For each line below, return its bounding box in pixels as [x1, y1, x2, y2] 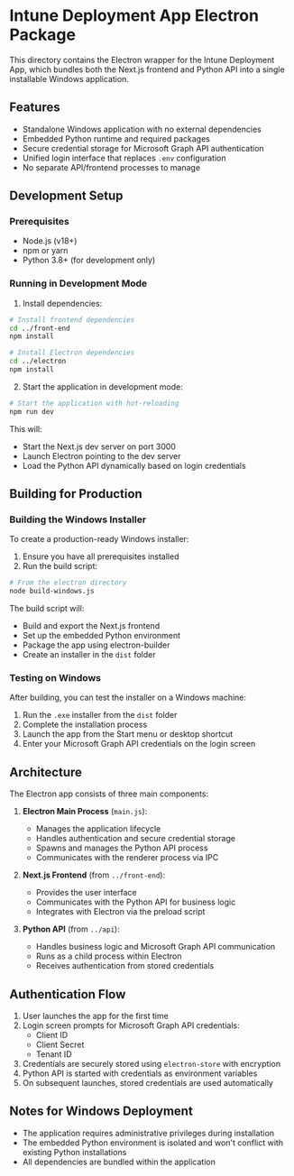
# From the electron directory [9, 578, 127, 587]
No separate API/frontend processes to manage [22, 161, 201, 172]
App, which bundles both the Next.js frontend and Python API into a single [9, 64, 286, 75]
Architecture [9, 764, 83, 780]
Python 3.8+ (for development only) [22, 254, 156, 266]
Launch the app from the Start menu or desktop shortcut [22, 729, 234, 740]
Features [9, 100, 60, 115]
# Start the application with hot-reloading [9, 399, 179, 408]
